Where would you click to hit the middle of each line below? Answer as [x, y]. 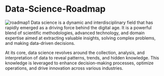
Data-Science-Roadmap [55, 9]
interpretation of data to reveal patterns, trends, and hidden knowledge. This [82, 57]
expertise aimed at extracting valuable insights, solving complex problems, [80, 38]
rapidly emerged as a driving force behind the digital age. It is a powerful [78, 27]
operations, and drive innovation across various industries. [64, 68]
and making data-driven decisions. [40, 43]
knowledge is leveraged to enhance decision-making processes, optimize [79, 63]
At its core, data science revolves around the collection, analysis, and [75, 53]
